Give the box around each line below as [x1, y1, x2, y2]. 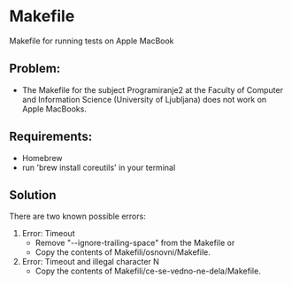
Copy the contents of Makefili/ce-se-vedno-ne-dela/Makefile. [35, 266, 261, 276]
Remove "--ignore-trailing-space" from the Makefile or [35, 237, 235, 249]
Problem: [9, 61, 61, 76]
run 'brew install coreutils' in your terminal [21, 162, 176, 173]
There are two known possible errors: [9, 211, 146, 222]
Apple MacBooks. [21, 104, 87, 114]
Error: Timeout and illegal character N [21, 257, 159, 267]
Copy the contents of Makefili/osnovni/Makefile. [35, 247, 211, 258]
